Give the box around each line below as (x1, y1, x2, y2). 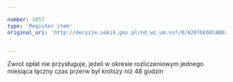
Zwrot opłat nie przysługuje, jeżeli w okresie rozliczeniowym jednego (7, 60, 204, 68)
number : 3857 (7, 16, 45, 23)
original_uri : (7, 29, 49, 36)
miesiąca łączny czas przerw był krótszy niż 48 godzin (7, 67, 164, 76)
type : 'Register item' (7, 22, 73, 30)
